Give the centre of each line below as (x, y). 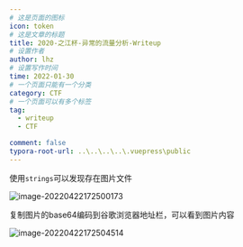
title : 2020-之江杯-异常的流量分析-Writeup (85, 43)
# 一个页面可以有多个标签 (50, 101)
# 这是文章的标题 (37, 34)
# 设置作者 (27, 51)
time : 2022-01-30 (42, 77)
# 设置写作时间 (34, 69)
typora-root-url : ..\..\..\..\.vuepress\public (100, 151)
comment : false (38, 143)
